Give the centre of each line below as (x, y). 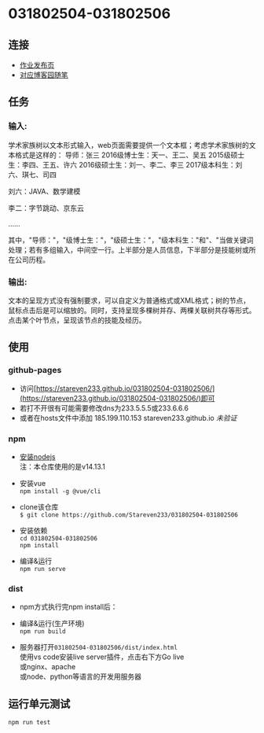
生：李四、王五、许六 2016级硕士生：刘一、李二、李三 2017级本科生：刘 (125, 164)
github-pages (35, 370)
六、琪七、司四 (32, 175)
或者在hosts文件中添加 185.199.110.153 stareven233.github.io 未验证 (128, 418)
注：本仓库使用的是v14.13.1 (62, 466)
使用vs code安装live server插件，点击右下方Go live (102, 657)
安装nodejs (37, 456)
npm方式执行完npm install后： (68, 607)
